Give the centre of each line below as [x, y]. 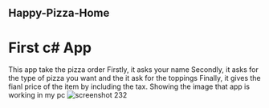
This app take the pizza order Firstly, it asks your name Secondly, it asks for [133, 70]
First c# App [50, 48]
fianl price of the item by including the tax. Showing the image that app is [129, 86]
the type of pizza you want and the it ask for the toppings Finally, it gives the [134, 78]
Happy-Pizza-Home [59, 13]
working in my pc [37, 95]
